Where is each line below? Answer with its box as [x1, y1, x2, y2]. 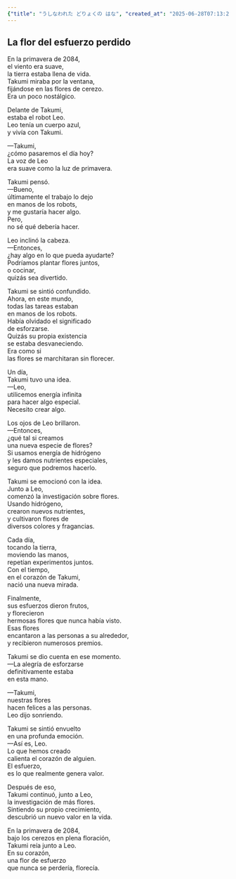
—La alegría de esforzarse [7, 660, 84, 668]
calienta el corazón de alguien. [7, 755, 96, 763]
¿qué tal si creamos [7, 434, 64, 443]
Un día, [7, 368, 28, 377]
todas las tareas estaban [7, 302, 79, 311]
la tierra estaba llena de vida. [7, 70, 91, 78]
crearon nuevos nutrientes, [7, 507, 86, 516]
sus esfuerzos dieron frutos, [7, 601, 89, 610]
